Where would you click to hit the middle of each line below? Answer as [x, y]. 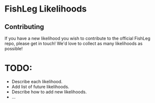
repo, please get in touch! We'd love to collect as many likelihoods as [74, 44]
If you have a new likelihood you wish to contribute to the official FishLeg [77, 38]
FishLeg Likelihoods [46, 9]
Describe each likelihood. [37, 81]
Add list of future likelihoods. [40, 87]
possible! [14, 49]
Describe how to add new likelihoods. [49, 92]
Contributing [24, 27]
